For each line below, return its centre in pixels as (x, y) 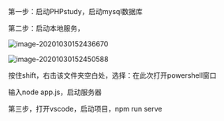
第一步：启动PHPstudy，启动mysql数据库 (76, 11)
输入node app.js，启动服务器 (55, 92)
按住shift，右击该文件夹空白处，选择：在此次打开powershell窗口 (112, 75)
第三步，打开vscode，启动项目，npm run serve (85, 109)
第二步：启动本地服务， (46, 28)
